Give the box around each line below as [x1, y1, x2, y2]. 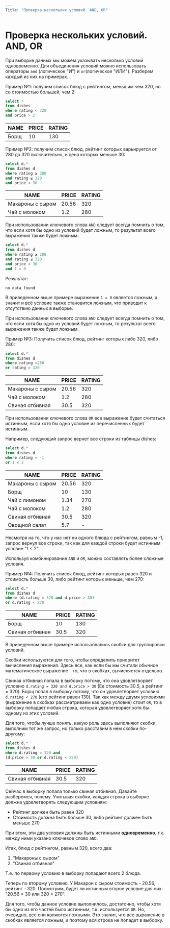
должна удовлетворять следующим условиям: [5, 799, 107, 805]
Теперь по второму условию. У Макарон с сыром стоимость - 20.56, [5, 880, 156, 886]
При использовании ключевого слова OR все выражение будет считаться [5, 415, 165, 421]
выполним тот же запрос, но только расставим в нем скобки [5, 725, 138, 731]
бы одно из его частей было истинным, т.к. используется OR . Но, [5, 906, 146, 912]
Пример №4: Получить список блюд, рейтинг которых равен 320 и [5, 570, 152, 577]
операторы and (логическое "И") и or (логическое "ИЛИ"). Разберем [5, 68, 154, 74]
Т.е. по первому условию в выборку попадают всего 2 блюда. [5, 870, 141, 876]
